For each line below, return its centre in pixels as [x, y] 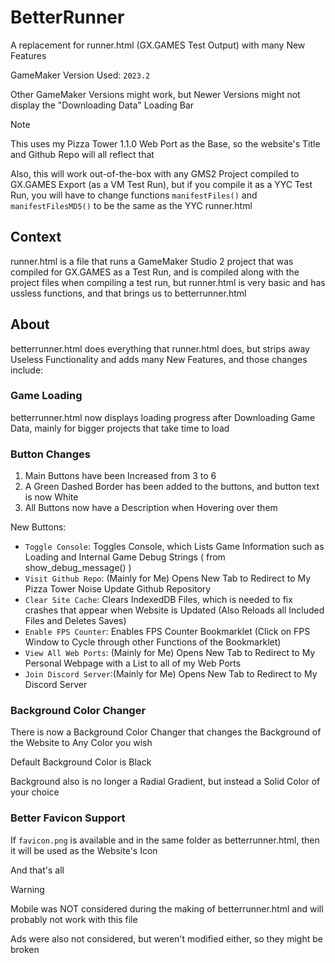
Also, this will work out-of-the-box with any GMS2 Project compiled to [155, 173]
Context [36, 237]
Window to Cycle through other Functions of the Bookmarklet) [153, 642]
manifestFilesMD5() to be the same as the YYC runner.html [131, 205]
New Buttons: [38, 527]
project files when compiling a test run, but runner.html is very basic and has [168, 282]
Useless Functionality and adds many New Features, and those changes [159, 359]
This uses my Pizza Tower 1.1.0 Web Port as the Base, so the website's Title [165, 143]
